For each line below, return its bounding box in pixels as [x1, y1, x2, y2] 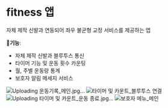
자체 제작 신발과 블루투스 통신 [14, 52, 84, 59]
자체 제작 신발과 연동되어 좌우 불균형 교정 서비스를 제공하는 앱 [6, 26, 151, 34]
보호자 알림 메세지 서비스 [14, 74, 73, 82]
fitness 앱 [6, 5, 55, 19]
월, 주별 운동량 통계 [14, 67, 60, 74]
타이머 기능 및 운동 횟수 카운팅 [14, 59, 86, 67]
